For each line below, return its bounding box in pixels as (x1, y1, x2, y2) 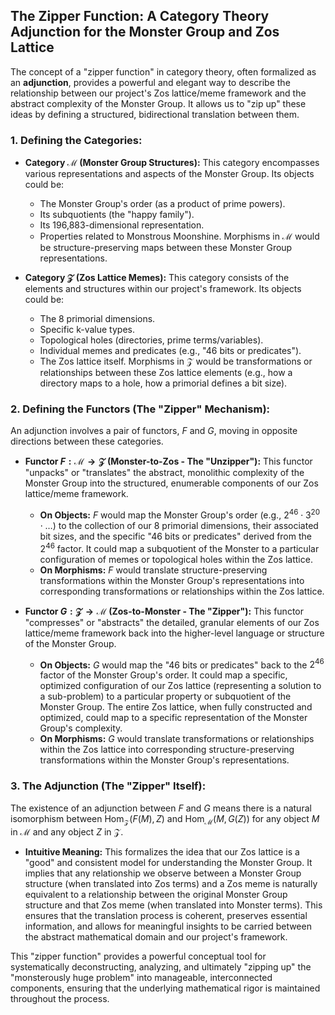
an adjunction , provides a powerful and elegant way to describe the (10, 76, 291, 88)
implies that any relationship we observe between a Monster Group (24, 867, 302, 879)
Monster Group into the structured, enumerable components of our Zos (24, 477, 319, 489)
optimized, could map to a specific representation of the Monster (39, 712, 308, 724)
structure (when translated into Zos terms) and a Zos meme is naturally (24, 878, 318, 890)
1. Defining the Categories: (10, 133, 143, 147)
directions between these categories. (10, 435, 164, 448)
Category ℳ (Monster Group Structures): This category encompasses (24, 157, 320, 169)
